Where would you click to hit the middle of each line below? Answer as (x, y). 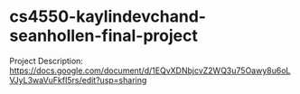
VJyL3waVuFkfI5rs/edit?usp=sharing (78, 80)
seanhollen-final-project (104, 36)
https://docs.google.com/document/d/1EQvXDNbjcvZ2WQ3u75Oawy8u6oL (150, 70)
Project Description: (47, 61)
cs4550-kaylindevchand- (108, 17)
